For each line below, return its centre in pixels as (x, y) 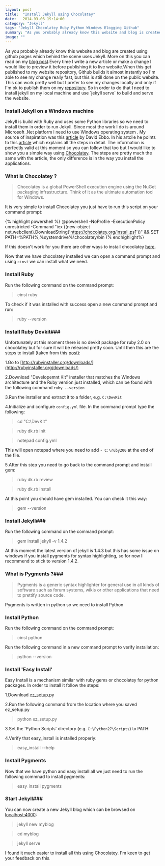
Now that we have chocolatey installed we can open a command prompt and (82, 256)
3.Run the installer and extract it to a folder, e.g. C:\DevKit (64, 397)
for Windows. (31, 197)
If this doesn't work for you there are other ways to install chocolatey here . (81, 247)
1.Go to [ (14, 363)
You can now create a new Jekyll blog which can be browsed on (70, 809)
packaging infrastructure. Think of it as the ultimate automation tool (85, 192)
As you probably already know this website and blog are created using (76, 51)
